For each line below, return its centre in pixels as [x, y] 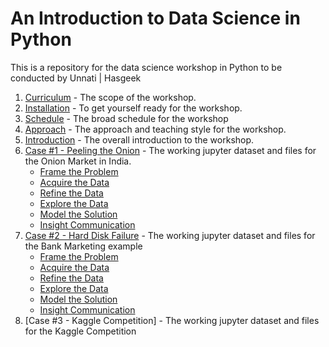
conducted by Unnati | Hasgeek [76, 78]
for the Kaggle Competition [80, 331]
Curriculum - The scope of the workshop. [110, 97]
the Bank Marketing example [83, 246]
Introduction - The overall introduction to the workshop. [139, 139]
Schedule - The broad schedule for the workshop [126, 118]
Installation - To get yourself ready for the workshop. [133, 108]
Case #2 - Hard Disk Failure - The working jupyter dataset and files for [170, 235]
